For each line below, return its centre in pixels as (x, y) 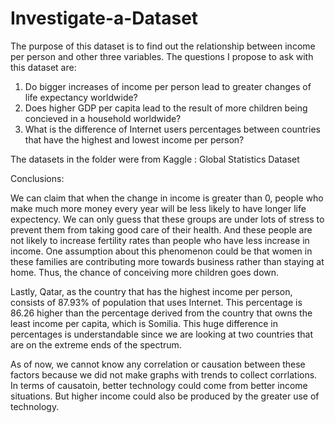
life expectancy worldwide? (81, 97)
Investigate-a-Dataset (104, 18)
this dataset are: (43, 67)
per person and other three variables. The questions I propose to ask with (162, 56)
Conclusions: (37, 178)
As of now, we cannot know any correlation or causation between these (158, 364)
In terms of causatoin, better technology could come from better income (159, 385)
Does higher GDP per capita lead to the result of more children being (166, 108)
